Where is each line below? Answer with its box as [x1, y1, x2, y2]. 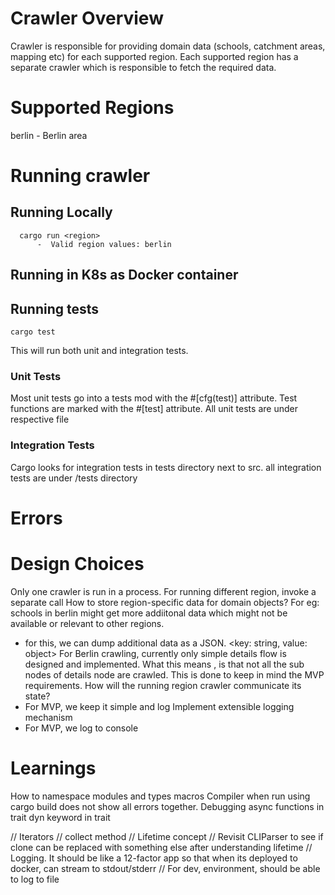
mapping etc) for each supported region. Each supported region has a [10, 50, 299, 62]
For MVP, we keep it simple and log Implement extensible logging [24, 700, 295, 712]
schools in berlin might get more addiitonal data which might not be [10, 607, 288, 619]
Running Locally [10, 204, 113, 221]
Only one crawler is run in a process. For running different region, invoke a [10, 585, 317, 597]
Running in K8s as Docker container [10, 267, 239, 284]
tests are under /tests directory [10, 472, 138, 484]
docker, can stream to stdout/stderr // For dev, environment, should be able [10, 862, 321, 874]
